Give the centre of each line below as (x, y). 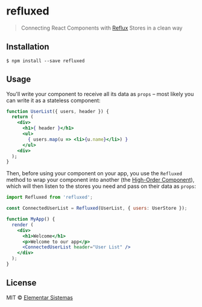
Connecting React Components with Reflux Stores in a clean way (102, 28)
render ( (23, 225)
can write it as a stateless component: (53, 100)
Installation (28, 47)
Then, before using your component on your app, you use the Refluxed (94, 173)
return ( (23, 117)
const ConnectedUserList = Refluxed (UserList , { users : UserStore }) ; (97, 208)
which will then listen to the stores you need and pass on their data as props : (101, 186)
